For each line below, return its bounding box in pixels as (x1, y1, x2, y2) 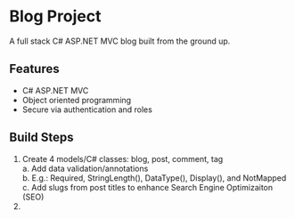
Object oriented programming (21, 94, 132, 105)
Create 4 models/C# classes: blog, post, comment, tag (21, 153, 224, 164)
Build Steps (9, 130, 74, 145)
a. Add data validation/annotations (21, 163, 149, 174)
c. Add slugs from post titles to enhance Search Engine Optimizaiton (21, 182, 274, 192)
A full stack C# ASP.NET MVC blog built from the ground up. (9, 36, 231, 46)
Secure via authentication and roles (21, 104, 153, 115)
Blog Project (9, 6, 102, 27)
